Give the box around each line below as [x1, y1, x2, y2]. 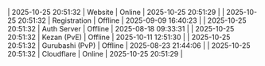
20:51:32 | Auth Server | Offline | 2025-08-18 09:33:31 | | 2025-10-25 [7, 24, 235, 33]
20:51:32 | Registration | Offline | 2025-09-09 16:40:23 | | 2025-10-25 [18, 16, 247, 25]
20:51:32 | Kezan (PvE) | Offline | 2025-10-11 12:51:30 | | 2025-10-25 [7, 32, 231, 42]
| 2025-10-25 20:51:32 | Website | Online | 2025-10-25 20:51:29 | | [7, 8, 224, 16]
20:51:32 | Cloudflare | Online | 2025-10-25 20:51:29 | [7, 49, 184, 58]
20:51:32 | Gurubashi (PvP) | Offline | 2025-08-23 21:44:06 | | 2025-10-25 [7, 41, 251, 50]
